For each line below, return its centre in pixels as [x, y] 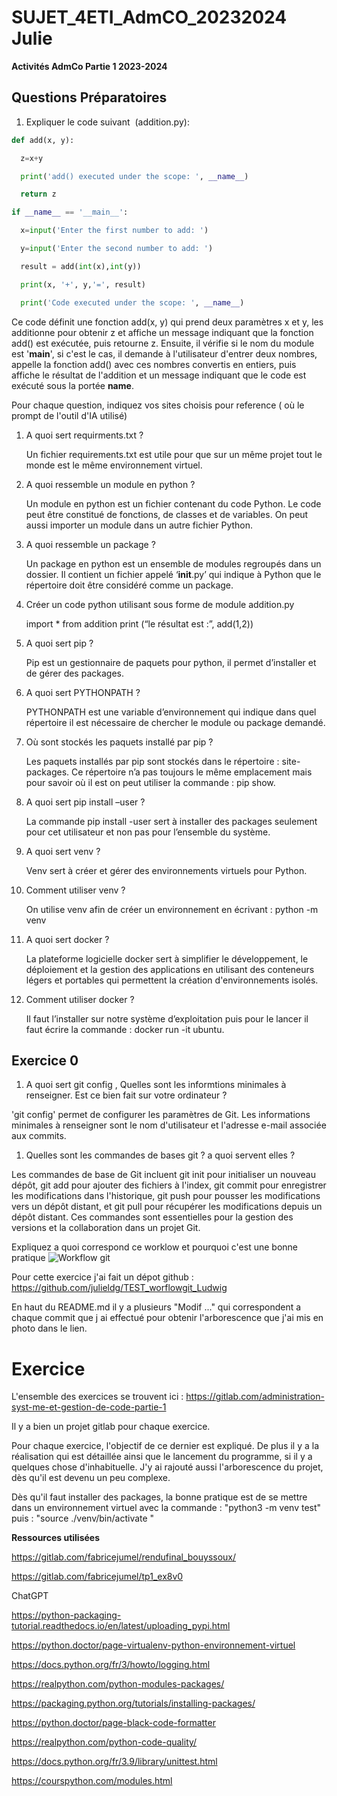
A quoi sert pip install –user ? [85, 802]
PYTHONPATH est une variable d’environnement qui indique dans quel [171, 712]
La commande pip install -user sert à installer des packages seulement [171, 821]
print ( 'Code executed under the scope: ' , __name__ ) [132, 302]
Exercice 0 [45, 1060]
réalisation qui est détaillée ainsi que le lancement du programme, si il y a [162, 1457]
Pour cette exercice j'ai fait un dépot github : [102, 1277]
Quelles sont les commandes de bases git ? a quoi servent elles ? [160, 1155]
